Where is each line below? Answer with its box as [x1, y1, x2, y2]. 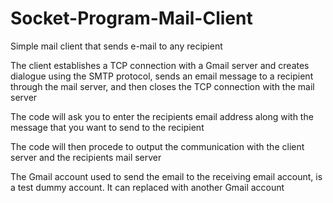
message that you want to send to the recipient [10, 121, 205, 133]
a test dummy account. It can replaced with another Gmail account [10, 181, 285, 193]
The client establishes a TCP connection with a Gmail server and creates [10, 59, 310, 71]
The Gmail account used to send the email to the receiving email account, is [10, 170, 323, 182]
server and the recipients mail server [10, 151, 162, 163]
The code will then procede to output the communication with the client [10, 140, 305, 152]
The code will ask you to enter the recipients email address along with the [10, 110, 314, 122]
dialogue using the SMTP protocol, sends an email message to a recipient [10, 70, 314, 82]
